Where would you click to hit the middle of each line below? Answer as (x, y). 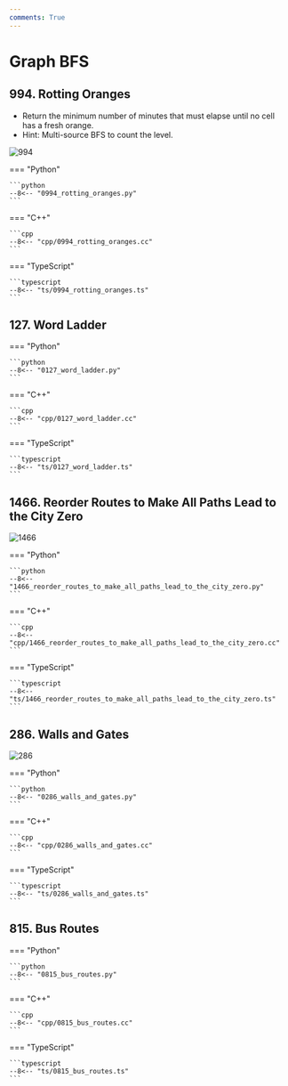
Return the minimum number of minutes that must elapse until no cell (148, 116)
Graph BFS (49, 61)
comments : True (37, 17)
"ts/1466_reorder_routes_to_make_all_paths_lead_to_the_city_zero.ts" (143, 700)
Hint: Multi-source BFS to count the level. (97, 134)
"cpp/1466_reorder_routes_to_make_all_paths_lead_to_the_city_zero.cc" (144, 643)
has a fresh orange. (58, 125)
